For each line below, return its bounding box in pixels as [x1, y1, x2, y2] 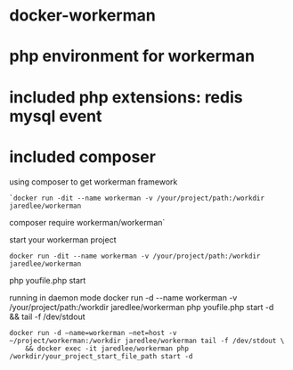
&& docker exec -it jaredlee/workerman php [25, 344, 190, 353]
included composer [9, 146, 156, 167]
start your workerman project [9, 234, 117, 245]
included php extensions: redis [9, 86, 243, 107]
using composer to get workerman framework [9, 176, 178, 187]
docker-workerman [9, 5, 156, 26]
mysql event [9, 106, 102, 126]
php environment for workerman [9, 46, 256, 67]
